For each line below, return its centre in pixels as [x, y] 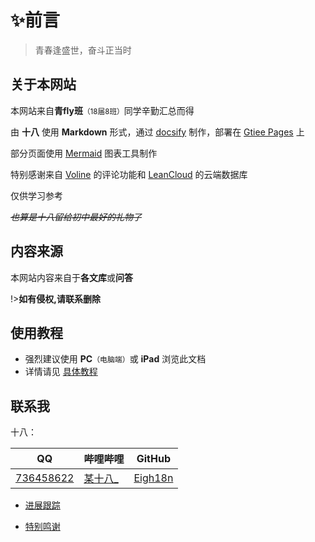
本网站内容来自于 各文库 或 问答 [71, 277]
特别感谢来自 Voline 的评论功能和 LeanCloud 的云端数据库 [129, 174]
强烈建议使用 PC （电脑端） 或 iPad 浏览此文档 [115, 359]
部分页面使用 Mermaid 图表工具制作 [84, 153]
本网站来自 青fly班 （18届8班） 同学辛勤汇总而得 [102, 110]
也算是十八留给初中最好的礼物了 [76, 217]
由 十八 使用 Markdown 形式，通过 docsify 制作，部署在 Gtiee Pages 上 [157, 132]
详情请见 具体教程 [61, 372]
